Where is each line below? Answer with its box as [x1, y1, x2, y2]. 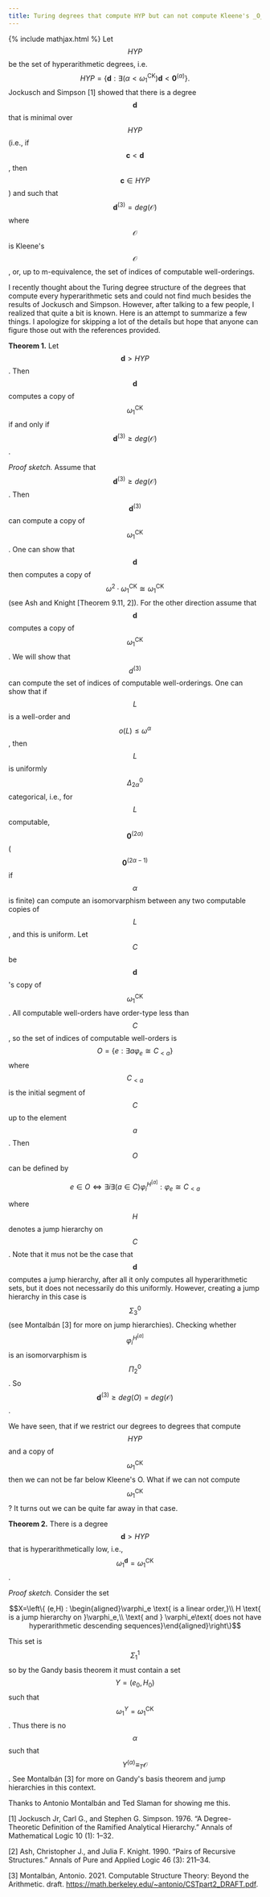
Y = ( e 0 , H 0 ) [115, 1678, 155, 1689]
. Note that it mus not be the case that [8, 1249, 134, 1258]
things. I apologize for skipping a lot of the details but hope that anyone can [8, 316, 259, 327]
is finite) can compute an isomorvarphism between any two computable [8, 896, 247, 905]
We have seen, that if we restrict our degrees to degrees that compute [8, 1421, 241, 1431]
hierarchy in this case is [8, 1292, 87, 1301]
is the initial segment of [8, 1088, 86, 1097]
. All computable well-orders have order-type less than [8, 1009, 190, 1018]
